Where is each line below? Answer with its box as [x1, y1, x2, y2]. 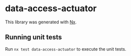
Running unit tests [5, 33, 62, 41]
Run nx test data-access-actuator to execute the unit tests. [5, 46, 127, 52]
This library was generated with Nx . [5, 19, 77, 25]
